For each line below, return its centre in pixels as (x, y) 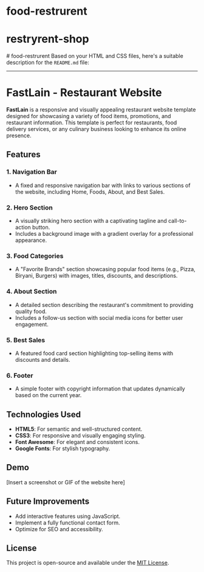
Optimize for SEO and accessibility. (59, 529)
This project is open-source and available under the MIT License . (88, 563)
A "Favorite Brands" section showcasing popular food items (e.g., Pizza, (105, 269)
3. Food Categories (35, 256)
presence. (19, 136)
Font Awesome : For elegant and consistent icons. (77, 442)
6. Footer (20, 375)
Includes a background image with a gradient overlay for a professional (104, 234)
